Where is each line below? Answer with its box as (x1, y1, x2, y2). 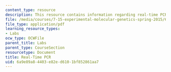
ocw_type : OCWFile (5, 36, 44, 41)
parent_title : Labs (5, 41, 47, 46)
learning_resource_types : (5, 26, 60, 31)
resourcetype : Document (5, 50, 56, 55)
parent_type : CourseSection (5, 45, 65, 50)
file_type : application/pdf (5, 21, 65, 27)
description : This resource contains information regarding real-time (5, 12, 158, 17)
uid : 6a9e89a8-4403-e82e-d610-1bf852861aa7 (5, 59, 99, 64)
